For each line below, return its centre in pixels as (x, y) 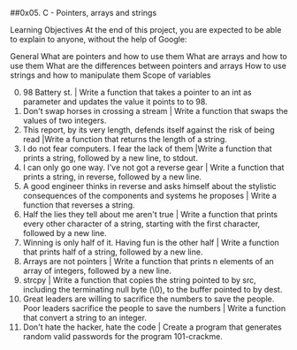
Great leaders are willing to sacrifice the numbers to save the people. (148, 299)
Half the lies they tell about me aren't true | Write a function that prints (150, 214)
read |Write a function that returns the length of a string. (125, 139)
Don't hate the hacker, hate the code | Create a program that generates (152, 327)
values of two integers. (65, 120)
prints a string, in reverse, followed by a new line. (112, 177)
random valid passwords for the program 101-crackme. (123, 336)
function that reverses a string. (79, 205)
